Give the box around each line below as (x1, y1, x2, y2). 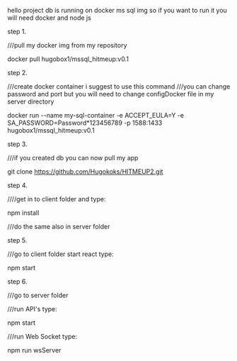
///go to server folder (7, 291, 69, 299)
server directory (7, 97, 54, 106)
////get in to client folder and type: (7, 195, 106, 203)
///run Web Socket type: (7, 333, 78, 340)
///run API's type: (7, 305, 58, 313)
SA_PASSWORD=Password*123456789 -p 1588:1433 (7, 118, 163, 127)
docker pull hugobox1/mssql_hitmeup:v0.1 (7, 55, 129, 63)
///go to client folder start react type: (7, 250, 115, 258)
